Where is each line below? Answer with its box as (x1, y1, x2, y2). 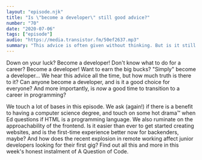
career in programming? (6, 91, 67, 98)
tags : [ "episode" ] (6, 31, 53, 37)
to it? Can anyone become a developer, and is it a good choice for (6, 78, 171, 85)
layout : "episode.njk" (6, 8, 64, 15)
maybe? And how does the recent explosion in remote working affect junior (6, 135, 194, 142)
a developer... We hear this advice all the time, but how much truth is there (6, 72, 192, 79)
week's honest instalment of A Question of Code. (6, 147, 129, 155)
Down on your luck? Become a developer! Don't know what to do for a (6, 59, 181, 66)
